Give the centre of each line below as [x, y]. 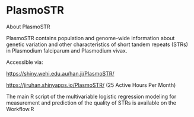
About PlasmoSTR [28, 27]
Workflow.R [20, 109]
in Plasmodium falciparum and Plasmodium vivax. [67, 50]
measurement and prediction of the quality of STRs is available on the [91, 103]
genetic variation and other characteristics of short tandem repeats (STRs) [97, 44]
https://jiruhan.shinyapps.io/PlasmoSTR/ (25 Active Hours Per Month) [91, 85]
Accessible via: [25, 62]
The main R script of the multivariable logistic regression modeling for [91, 96]
